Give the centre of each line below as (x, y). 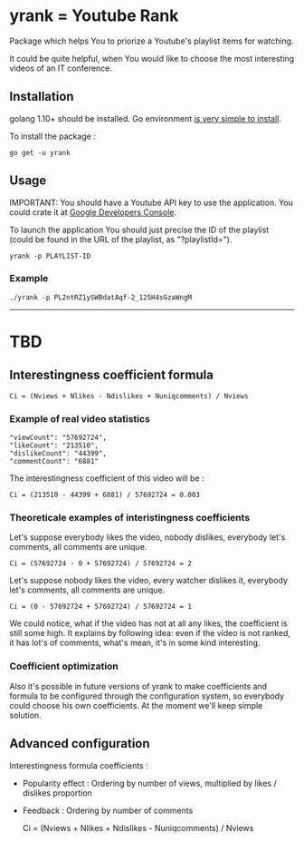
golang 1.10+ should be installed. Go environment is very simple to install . (146, 118)
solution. (26, 715)
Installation (42, 97)
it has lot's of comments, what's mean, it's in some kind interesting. (135, 643)
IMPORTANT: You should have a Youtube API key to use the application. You (152, 202)
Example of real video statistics (80, 418)
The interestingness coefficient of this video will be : (107, 478)
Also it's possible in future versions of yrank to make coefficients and (138, 686)
